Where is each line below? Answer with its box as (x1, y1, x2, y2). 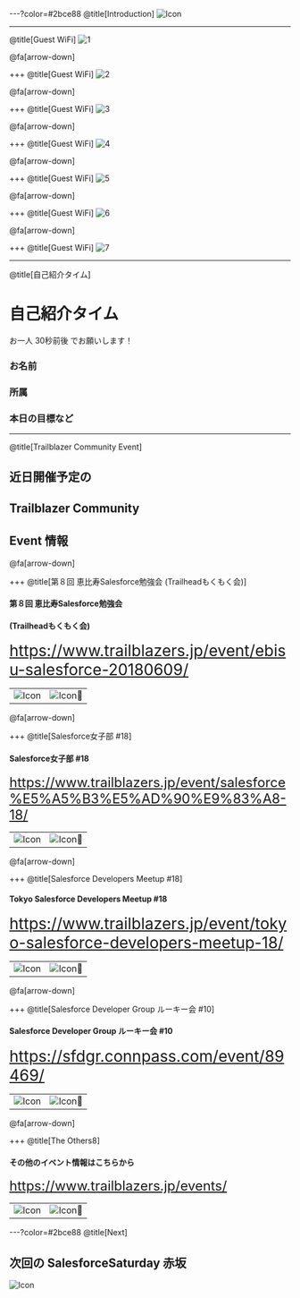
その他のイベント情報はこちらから (9, 1157, 135, 1167)
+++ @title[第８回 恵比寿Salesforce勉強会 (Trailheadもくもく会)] (9, 576, 247, 586)
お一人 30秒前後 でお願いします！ (9, 335, 134, 346)
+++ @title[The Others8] (9, 1135, 101, 1146)
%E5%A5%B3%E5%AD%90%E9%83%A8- (9, 790, 287, 807)
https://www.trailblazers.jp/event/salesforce (9, 773, 286, 791)
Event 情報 (9, 534, 69, 549)
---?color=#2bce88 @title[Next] (9, 1227, 128, 1238)
